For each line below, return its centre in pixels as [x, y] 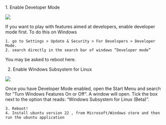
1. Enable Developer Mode [32, 7]
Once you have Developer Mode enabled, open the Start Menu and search [83, 89]
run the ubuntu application [35, 117]
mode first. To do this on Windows [41, 32]
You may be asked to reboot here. [41, 59]
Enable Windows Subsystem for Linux [52, 69]
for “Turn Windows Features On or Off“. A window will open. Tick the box [81, 94]
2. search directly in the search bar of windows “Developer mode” [78, 50]
